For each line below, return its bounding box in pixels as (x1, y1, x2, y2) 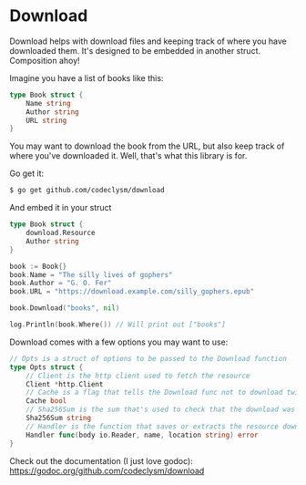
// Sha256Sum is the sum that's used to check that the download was (25, 405, 296, 415)
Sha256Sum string (25, 414, 92, 423)
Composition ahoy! (9, 55, 80, 66)
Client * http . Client (25, 379, 104, 388)
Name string (25, 98, 71, 108)
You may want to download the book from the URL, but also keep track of (9, 140, 285, 151)
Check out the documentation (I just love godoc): (9, 455, 193, 466)
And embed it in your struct (9, 202, 112, 213)
